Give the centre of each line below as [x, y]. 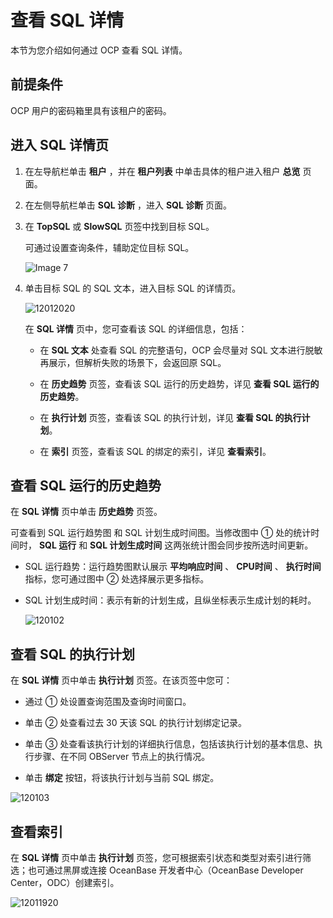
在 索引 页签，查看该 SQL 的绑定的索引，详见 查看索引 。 [155, 451]
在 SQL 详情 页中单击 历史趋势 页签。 [86, 512]
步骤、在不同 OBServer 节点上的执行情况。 [122, 757]
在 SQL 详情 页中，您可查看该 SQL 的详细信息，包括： [136, 328]
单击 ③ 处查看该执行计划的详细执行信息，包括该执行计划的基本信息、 [169, 744]
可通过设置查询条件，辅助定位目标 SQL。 [109, 247]
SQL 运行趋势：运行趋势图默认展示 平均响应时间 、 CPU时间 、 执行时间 [173, 567]
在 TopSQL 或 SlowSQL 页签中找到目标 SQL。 [119, 226]
